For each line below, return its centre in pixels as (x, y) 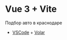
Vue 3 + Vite (31, 9)
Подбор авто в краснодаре (34, 23)
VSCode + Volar (29, 32)
